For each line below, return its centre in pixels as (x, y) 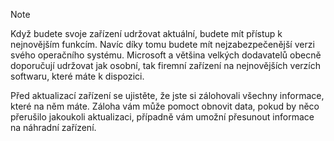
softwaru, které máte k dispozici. (77, 76)
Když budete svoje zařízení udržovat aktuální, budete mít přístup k (146, 33)
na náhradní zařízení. (53, 127)
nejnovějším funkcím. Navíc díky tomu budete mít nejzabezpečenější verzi (162, 44)
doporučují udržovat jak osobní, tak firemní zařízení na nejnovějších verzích (165, 65)
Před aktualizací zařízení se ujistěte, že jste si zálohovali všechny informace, (167, 95)
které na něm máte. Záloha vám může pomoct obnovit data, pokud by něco (165, 106)
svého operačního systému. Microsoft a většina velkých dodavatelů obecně (166, 55)
